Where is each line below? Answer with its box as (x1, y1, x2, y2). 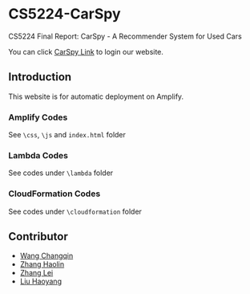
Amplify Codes (8, 112, 68, 123)
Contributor (8, 230, 68, 243)
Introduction (8, 70, 72, 84)
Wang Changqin (19, 251, 74, 261)
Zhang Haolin (19, 259, 65, 269)
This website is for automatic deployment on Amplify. (8, 92, 184, 101)
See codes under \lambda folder (8, 168, 114, 178)
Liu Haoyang (19, 276, 62, 286)
